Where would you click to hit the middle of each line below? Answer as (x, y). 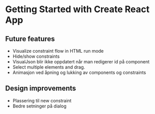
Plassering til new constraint (42, 100)
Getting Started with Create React (77, 9)
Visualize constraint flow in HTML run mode (58, 51)
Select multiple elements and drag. (49, 67)
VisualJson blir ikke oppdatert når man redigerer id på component (81, 62)
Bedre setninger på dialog (39, 106)
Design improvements (41, 88)
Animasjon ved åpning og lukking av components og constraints (79, 72)
